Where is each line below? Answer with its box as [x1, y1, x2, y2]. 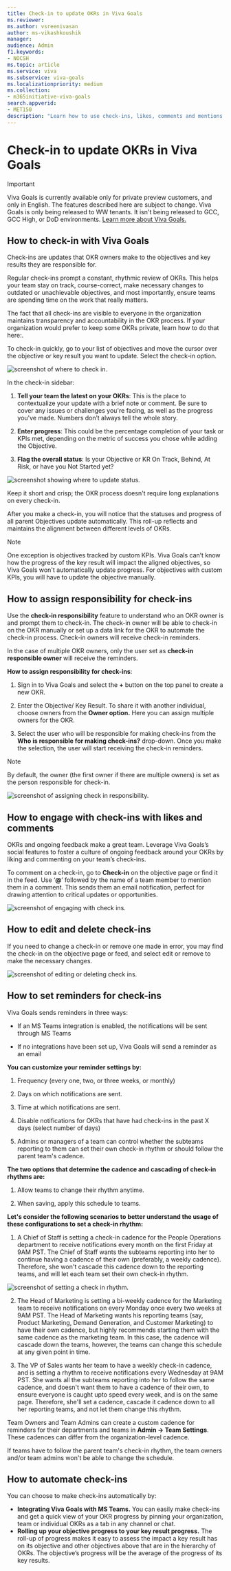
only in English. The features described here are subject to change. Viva [7, 201, 212, 209]
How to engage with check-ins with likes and [7, 811, 203, 823]
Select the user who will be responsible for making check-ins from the [16, 730, 217, 738]
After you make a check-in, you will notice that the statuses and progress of [7, 510, 222, 518]
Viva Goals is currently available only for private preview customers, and [7, 193, 212, 201]
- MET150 [7, 106, 32, 113]
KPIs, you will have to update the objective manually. [7, 573, 156, 582]
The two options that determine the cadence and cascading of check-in [7, 1165, 217, 1173]
